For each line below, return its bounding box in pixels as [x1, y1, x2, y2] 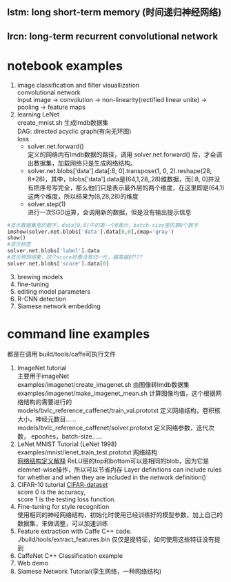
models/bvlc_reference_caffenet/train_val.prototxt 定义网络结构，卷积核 [17, 406, 221, 414]
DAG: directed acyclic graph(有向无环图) [17, 127, 132, 135]
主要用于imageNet [17, 372, 70, 380]
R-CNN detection [17, 294, 67, 303]
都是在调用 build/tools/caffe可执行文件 [7, 350, 116, 358]
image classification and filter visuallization [17, 81, 140, 89]
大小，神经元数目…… [17, 414, 77, 423]
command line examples [7, 326, 150, 342]
